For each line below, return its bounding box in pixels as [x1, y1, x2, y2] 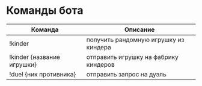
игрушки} [9, 60, 37, 69]
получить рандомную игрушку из [86, 35, 185, 44]
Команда [31, 25, 59, 34]
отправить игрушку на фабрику [86, 52, 179, 61]
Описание [124, 25, 155, 34]
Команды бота [6, 4, 84, 17]
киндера [86, 43, 111, 51]
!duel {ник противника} [9, 70, 76, 78]
